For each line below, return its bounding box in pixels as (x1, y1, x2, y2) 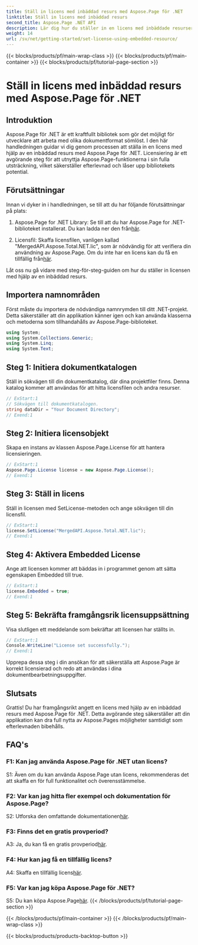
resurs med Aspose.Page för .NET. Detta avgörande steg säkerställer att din (6, 710, 190, 717)
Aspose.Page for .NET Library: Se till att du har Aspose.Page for (14, 219, 170, 226)
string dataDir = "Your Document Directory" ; (6, 406, 120, 413)
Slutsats (6, 688, 37, 699)
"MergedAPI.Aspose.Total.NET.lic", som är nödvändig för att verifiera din (14, 242, 192, 249)
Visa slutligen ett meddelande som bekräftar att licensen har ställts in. (6, 625, 176, 633)
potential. (6, 169, 29, 175)
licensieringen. (6, 450, 42, 457)
